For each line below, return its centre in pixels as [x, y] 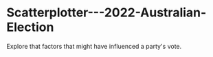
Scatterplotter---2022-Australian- [106, 13]
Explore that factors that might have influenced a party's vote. [94, 46]
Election [30, 27]
